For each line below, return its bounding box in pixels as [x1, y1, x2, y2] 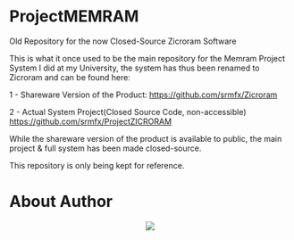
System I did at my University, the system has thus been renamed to [9, 62, 260, 73]
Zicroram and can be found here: [9, 71, 131, 82]
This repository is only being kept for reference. [9, 160, 185, 170]
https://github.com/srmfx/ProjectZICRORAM [9, 116, 172, 127]
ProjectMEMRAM [9, 6, 139, 27]
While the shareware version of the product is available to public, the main [9, 133, 282, 144]
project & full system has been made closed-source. [9, 143, 202, 153]
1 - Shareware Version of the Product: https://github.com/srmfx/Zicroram [9, 89, 278, 100]
